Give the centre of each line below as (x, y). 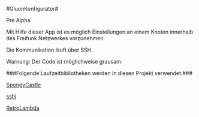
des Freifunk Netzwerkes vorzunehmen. (56, 38)
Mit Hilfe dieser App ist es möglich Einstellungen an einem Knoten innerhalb (100, 32)
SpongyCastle (24, 85)
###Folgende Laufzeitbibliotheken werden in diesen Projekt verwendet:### (99, 73)
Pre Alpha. (19, 20)
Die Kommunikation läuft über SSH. (49, 50)
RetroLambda (23, 108)
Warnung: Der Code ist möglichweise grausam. (64, 61)
